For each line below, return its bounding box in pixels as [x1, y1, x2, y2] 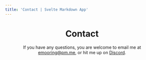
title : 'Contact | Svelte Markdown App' [5, 7, 89, 12]
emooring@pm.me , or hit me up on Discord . [38, 49, 126, 55]
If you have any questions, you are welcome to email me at [22, 44, 142, 50]
